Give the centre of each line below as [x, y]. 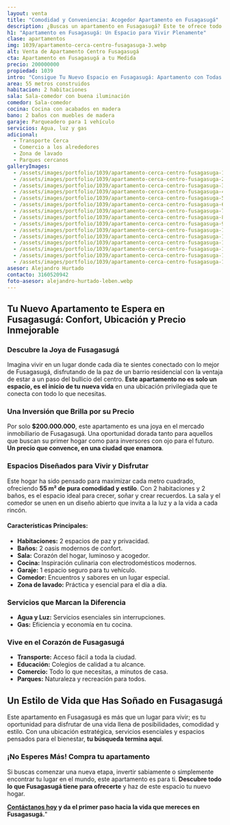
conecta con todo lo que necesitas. [57, 394]
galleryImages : [29, 166]
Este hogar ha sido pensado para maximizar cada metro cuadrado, [101, 481]
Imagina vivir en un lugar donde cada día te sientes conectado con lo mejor [113, 365]
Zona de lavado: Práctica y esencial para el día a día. [92, 584]
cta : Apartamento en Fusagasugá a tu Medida [72, 58]
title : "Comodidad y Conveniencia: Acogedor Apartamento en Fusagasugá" [113, 20]
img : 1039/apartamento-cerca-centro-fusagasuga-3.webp [87, 45]
